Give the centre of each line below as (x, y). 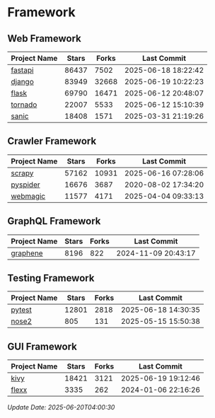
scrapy (22, 173)
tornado (24, 105)
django (22, 82)
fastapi (22, 70)
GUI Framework (42, 346)
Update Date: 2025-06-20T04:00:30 (61, 407)
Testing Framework (51, 278)
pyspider (25, 185)
